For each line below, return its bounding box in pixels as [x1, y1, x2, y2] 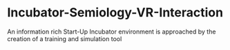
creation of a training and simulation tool [7, 34, 122, 42]
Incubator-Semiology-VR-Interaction [7, 5, 223, 21]
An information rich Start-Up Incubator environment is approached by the [7, 27, 216, 36]
